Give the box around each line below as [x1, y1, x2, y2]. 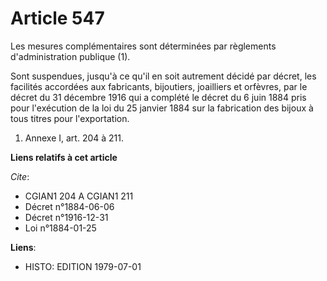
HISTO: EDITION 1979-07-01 [24, 260, 142, 272]
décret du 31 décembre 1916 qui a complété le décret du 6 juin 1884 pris [10, 91, 307, 103]
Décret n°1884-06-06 [24, 200, 115, 212]
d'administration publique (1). [10, 50, 131, 62]
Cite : [10, 170, 30, 182]
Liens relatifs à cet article [10, 151, 118, 163]
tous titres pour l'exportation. [10, 112, 130, 124]
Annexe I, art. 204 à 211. [24, 132, 125, 144]
